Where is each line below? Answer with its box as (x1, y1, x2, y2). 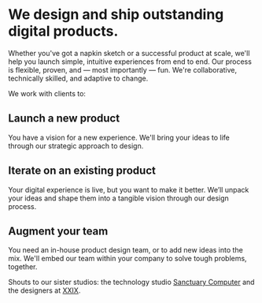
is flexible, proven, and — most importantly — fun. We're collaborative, (8, 65, 238, 74)
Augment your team (8, 224, 109, 238)
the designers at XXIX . (8, 286, 81, 295)
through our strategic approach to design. (8, 140, 144, 151)
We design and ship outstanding (8, 6, 224, 24)
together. (8, 262, 38, 271)
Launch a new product (8, 112, 120, 125)
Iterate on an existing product (8, 164, 156, 178)
